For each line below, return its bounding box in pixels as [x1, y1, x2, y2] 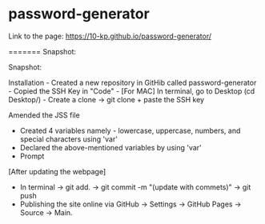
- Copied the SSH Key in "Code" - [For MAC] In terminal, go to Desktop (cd [8, 86, 255, 96]
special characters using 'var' [19, 134, 118, 144]
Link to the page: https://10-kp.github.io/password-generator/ [8, 31, 212, 41]
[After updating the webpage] [8, 166, 106, 176]
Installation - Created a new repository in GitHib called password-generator [8, 78, 257, 87]
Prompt [19, 151, 45, 161]
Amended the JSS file [8, 110, 80, 120]
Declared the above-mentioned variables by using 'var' [19, 142, 202, 152]
